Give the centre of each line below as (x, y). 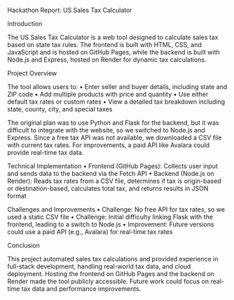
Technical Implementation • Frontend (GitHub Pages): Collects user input (113, 166)
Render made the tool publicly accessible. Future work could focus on (108, 281)
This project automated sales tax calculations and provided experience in (113, 259)
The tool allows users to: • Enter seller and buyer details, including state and (117, 87)
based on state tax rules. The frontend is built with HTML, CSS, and (104, 45)
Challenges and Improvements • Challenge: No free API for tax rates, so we (116, 209)
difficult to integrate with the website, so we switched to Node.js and (106, 130)
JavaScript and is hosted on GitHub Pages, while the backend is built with (114, 52)
